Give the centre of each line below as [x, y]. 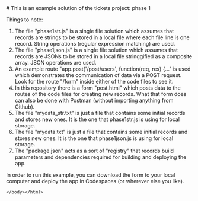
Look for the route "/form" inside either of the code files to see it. [94, 82]
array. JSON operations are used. [55, 63]
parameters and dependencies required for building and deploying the [100, 157]
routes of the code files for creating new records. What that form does [100, 94]
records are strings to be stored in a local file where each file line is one [102, 37]
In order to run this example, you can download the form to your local [91, 175]
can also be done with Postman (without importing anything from [94, 100]
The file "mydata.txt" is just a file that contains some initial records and [101, 132]
